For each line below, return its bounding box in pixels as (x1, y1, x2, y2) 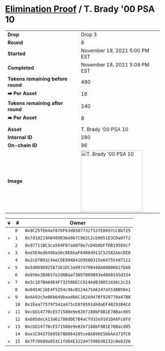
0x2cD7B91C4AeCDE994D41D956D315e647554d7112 (25, 257, 131, 263)
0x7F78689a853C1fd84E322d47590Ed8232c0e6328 (25, 338, 131, 344)
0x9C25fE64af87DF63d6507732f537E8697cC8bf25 (25, 227, 131, 233)
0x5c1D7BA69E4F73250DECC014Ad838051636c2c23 (25, 279, 131, 285)
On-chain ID (7, 142, 37, 149)
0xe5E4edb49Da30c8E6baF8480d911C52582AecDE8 (25, 250, 131, 255)
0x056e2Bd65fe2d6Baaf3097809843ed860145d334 (25, 272, 131, 278)
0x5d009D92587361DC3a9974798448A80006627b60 (25, 264, 131, 270)
